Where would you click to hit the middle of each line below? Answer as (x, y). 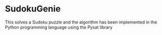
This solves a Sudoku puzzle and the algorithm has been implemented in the (81, 22)
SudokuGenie (33, 9)
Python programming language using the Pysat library (59, 27)
